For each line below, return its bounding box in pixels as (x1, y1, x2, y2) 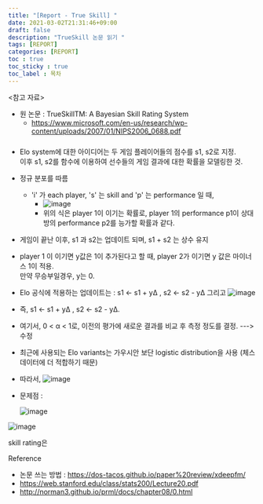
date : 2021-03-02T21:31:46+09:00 (8, 19, 118, 27)
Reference (8, 453, 42, 463)
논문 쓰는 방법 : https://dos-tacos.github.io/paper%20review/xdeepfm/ (19, 469, 246, 479)
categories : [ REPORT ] (8, 48, 79, 56)
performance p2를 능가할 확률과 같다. (57, 217, 175, 228)
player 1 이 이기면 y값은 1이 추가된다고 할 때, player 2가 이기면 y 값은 (19, 251, 232, 261)
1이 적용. (27, 261, 54, 271)
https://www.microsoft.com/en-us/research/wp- (31, 118, 188, 127)
